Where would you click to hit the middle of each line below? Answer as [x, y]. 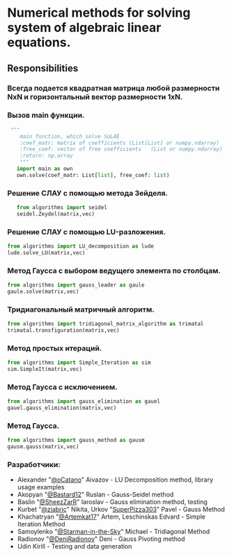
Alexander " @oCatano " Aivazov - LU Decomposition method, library [115, 480]
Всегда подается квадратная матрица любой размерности [114, 88]
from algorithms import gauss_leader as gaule [76, 285]
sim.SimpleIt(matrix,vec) [45, 369]
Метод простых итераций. [55, 348]
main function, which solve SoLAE [70, 136]
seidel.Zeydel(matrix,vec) [56, 214]
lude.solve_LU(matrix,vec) [46, 253]
